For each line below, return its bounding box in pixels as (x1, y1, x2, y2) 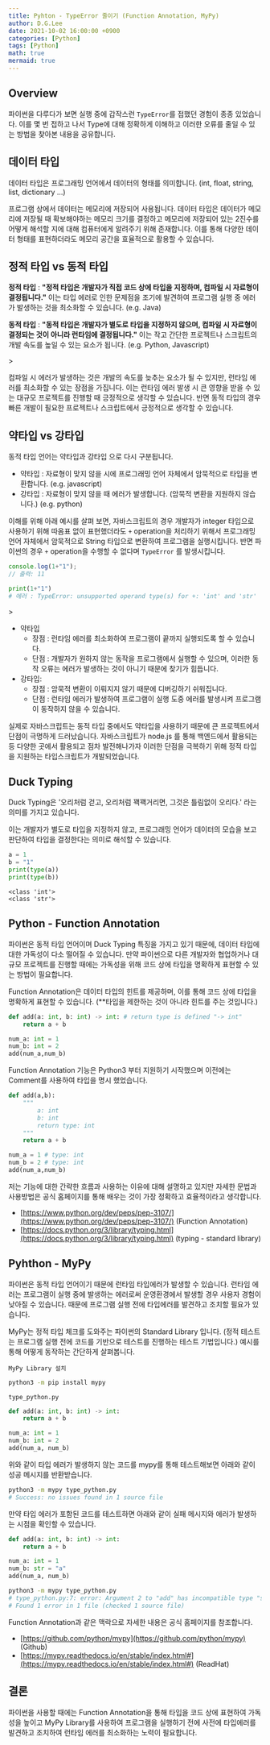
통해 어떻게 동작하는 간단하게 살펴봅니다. (8, 1347, 135, 1357)
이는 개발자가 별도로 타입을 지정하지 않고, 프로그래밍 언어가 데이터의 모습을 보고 (8, 825, 257, 834)
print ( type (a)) (8, 866, 59, 875)
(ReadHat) (195, 1659, 230, 1668)
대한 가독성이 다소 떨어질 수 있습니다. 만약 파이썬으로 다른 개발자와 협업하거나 (8, 949, 251, 959)
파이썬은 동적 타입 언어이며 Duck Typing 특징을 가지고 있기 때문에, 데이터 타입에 (8, 939, 260, 949)
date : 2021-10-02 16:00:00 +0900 (8, 27, 121, 35)
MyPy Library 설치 (8, 1364, 67, 1373)
